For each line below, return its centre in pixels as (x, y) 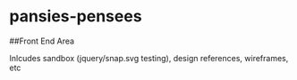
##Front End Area (42, 41)
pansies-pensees (76, 16)
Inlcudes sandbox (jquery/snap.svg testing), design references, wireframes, (149, 58)
